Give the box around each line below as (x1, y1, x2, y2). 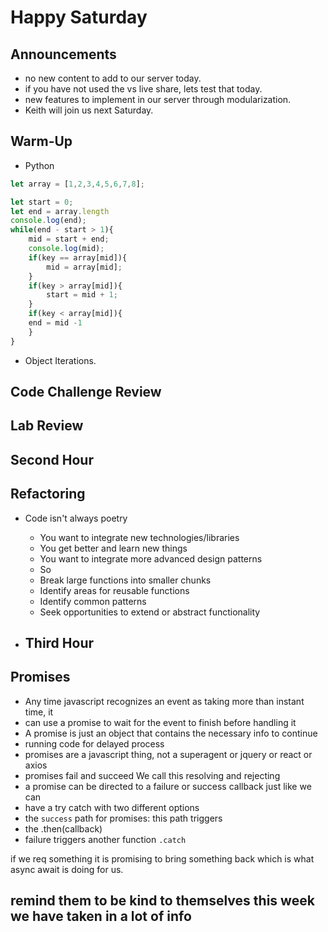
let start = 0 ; (10, 197, 74, 207)
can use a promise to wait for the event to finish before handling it (24, 716, 297, 728)
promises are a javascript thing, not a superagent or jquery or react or (24, 748, 313, 760)
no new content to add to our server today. (24, 72, 202, 84)
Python (24, 159, 55, 171)
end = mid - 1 (28, 318, 83, 328)
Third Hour (24, 635, 95, 652)
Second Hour (10, 451, 94, 468)
